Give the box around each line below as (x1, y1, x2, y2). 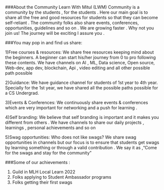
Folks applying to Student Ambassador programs (12, 174, 111, 180)
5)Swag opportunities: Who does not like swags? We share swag (5, 135, 137, 140)
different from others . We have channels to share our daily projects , (5, 120, 144, 125)
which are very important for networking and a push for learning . (5, 105, 137, 110)
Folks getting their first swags (12, 179, 73, 185)
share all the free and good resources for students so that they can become (5, 15, 158, 20)
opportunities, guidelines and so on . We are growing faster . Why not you (5, 25, 154, 31)
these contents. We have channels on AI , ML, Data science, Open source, (5, 60, 155, 65)
